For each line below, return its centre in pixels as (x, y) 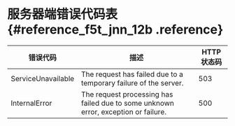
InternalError (31, 103)
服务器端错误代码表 (63, 14)
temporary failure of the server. (132, 83)
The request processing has (127, 94)
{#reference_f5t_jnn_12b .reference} (115, 30)
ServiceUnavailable (43, 78)
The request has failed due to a (132, 74)
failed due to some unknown (128, 103)
